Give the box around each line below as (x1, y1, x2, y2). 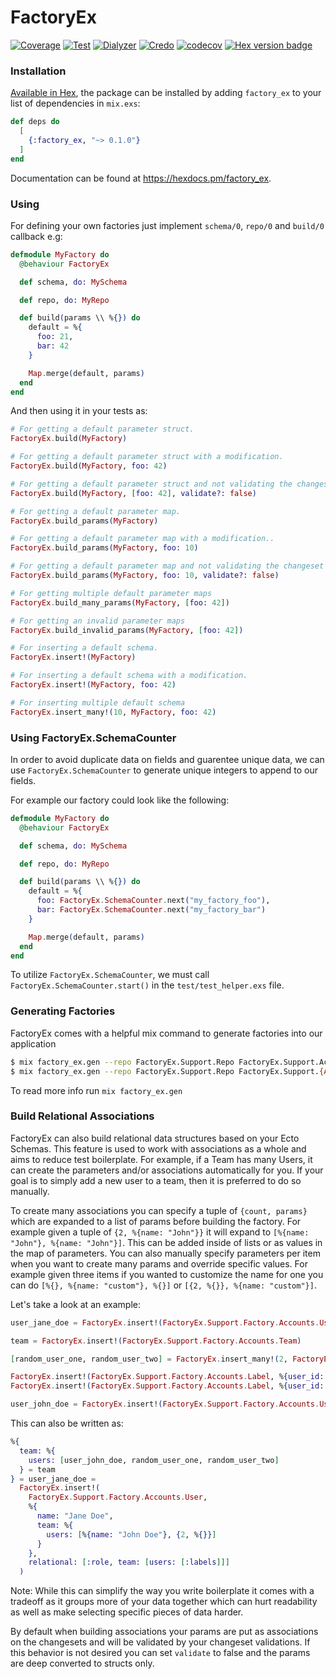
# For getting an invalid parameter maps (10, 616, 186, 626)
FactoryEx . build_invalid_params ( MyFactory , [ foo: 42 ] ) (10, 625, 244, 635)
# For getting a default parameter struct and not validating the (10, 479, 293, 489)
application (10, 1037, 57, 1050)
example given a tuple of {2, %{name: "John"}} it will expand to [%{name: (10, 1226, 310, 1238)
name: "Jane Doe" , (36, 1511, 114, 1521)
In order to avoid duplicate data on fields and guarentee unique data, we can (10, 753, 325, 765)
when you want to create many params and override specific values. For (10, 1257, 308, 1270)
